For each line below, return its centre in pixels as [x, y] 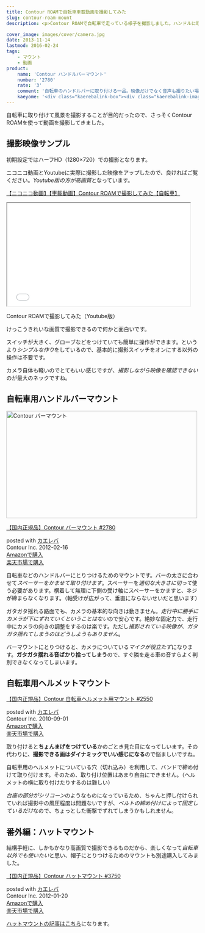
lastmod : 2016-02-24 [33, 46]
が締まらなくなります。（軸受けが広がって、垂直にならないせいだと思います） [103, 598]
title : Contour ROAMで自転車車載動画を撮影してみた [67, 12]
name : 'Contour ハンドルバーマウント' [62, 74]
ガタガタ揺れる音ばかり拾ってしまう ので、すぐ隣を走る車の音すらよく [104, 655]
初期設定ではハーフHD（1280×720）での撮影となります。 [79, 159]
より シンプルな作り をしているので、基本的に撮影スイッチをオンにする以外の [102, 349]
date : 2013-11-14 [28, 40]
